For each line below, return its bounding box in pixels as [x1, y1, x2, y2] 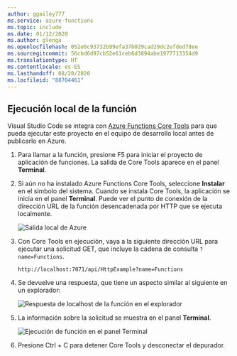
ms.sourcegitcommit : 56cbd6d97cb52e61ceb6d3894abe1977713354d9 [7, 50, 199, 58]
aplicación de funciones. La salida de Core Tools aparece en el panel [17, 158, 219, 167]
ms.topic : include [7, 23, 62, 31]
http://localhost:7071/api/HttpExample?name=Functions [17, 266, 184, 274]
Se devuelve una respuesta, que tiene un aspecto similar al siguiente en [17, 279, 228, 287]
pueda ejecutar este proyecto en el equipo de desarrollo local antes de [7, 129, 214, 138]
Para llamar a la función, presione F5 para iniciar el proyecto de [17, 151, 203, 159]
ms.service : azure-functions [7, 17, 94, 24]
